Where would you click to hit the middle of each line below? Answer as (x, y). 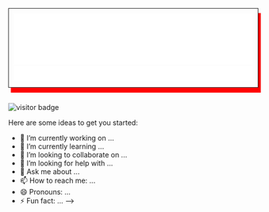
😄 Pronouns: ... (45, 192)
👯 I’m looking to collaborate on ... (73, 155)
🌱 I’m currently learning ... (62, 146)
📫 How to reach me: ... (58, 180)
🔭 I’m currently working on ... (67, 138)
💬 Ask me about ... (50, 172)
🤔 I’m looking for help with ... (66, 163)
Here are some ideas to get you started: (73, 123)
